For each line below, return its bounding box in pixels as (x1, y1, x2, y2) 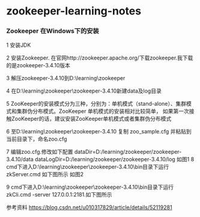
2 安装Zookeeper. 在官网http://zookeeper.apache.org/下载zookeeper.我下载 (6, 54, 193, 61)
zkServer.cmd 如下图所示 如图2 (6, 171, 84, 178)
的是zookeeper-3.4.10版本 (6, 62, 71, 69)
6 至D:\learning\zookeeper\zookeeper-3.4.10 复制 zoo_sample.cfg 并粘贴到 (6, 128, 192, 135)
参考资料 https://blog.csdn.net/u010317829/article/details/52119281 (6, 204, 172, 211)
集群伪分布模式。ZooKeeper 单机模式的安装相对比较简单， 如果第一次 (16, 108, 189, 115)
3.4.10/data (6, 156, 34, 163)
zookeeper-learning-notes (6, 4, 142, 18)
